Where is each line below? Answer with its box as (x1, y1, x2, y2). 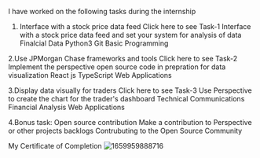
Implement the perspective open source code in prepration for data (8, 62, 226, 72)
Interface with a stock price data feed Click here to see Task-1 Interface (19, 22, 251, 31)
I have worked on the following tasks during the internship (8, 7, 196, 16)
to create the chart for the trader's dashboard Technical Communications (8, 94, 245, 103)
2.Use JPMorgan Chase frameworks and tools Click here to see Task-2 (8, 54, 238, 63)
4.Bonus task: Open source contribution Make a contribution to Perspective (8, 118, 253, 127)
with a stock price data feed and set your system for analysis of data (19, 31, 242, 39)
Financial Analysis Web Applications (8, 102, 126, 112)
